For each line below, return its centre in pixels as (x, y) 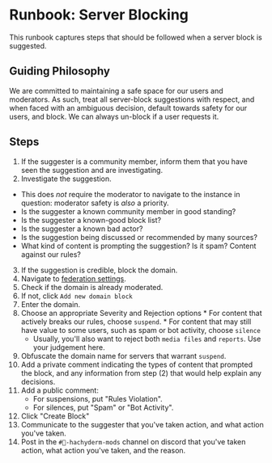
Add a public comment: (60, 390)
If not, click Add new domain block (76, 296)
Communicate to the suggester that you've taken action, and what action (142, 424)
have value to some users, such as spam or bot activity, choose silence (141, 330)
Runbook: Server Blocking (99, 15)
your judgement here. (69, 347)
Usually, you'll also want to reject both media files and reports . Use (147, 339)
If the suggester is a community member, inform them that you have (134, 161)
